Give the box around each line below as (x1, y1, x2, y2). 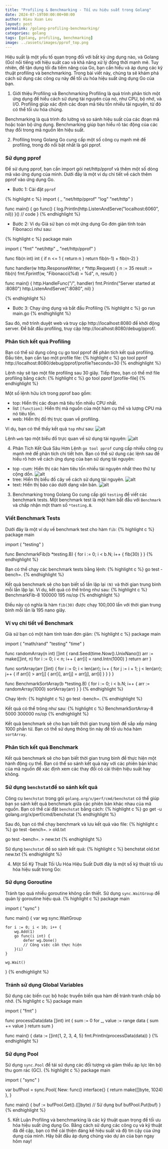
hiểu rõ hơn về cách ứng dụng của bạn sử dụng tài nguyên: (12, 456, 135, 462)
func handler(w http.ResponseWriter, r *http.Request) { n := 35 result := (5, 265, 153, 272)
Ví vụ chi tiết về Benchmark (5, 620, 74, 627)
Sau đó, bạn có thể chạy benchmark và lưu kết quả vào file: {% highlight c (5, 821, 158, 827)
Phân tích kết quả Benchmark (5, 744, 79, 751)
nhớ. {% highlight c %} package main (5, 998, 83, 1004)
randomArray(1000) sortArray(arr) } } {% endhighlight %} (5, 686, 124, 692)
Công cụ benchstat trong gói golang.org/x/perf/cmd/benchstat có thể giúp (5, 795, 159, 801)
